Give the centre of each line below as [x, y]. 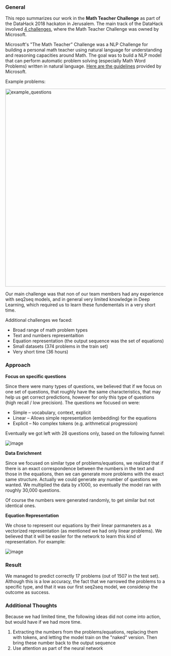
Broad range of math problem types [50, 330]
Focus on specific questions [36, 376]
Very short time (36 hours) [40, 352]
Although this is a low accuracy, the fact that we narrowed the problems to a [85, 581]
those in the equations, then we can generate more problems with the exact [84, 474]
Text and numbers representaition [48, 336]
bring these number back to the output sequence [64, 643]
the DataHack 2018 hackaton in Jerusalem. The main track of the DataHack [84, 24]
